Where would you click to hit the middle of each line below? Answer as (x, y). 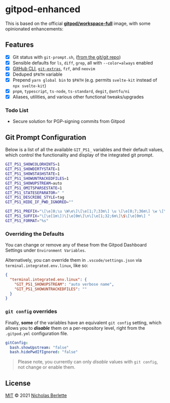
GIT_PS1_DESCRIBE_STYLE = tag (35, 197)
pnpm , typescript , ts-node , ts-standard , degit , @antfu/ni (71, 91)
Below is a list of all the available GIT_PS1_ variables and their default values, (84, 150)
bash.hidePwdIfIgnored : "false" (44, 352)
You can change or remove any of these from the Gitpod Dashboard (76, 245)
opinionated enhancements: (34, 28)
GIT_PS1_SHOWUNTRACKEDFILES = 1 (37, 178)
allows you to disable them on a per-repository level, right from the (75, 328)
